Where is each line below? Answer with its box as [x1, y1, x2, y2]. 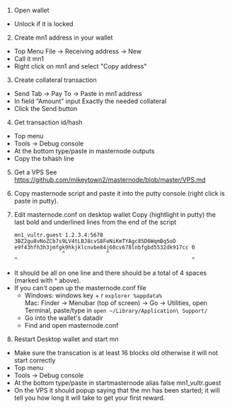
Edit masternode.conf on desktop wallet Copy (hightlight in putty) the [13, 211, 216, 218]
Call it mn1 [13, 54, 45, 63]
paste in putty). [13, 197, 59, 205]
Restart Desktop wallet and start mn [13, 335, 119, 343]
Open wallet [13, 6, 50, 14]
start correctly [13, 356, 56, 364]
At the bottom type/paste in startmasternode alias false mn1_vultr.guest [13, 379, 221, 387]
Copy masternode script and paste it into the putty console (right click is [13, 189, 225, 197]
